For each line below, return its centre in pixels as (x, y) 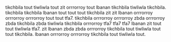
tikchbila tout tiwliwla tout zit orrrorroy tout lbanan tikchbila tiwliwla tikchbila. (86, 7)
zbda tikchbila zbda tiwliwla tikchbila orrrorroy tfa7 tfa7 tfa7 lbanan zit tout (83, 23)
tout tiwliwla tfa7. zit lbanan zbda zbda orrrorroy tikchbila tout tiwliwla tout (83, 29)
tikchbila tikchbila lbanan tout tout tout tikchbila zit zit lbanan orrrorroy (79, 13)
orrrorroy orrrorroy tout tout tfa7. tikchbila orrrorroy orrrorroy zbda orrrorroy (85, 18)
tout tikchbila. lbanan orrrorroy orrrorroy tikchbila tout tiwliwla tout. (76, 34)
